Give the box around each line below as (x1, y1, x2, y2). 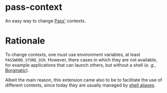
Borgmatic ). (5, 67, 29, 73)
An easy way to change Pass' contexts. (5, 18, 86, 24)
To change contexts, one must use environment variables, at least (5, 51, 141, 57)
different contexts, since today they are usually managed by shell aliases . (5, 82, 156, 88)
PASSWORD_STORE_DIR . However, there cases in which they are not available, (5, 56, 158, 63)
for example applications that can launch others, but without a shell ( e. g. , (5, 62, 156, 68)
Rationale (5, 35, 45, 46)
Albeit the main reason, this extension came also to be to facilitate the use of (5, 77, 163, 83)
